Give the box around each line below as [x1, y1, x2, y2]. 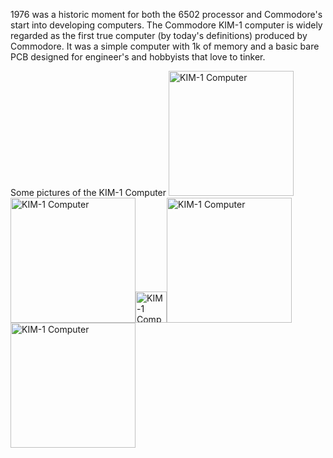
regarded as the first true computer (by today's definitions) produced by [10, 30, 308, 41]
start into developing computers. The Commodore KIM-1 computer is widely [10, 19, 323, 31]
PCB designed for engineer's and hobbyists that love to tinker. [10, 51, 266, 63]
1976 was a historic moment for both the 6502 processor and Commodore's [10, 9, 323, 20]
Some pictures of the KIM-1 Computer [10, 187, 167, 198]
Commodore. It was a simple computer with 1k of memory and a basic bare [10, 40, 320, 52]
